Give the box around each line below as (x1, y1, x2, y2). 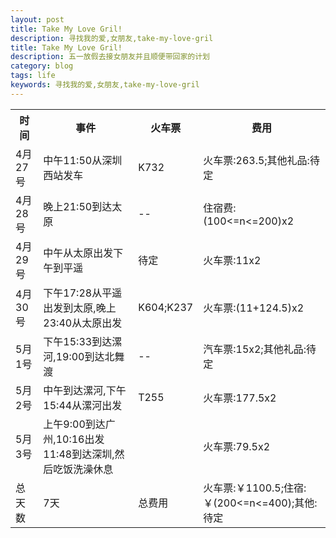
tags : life (10, 71, 56, 81)
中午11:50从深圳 (43, 153, 123, 167)
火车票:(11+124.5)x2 (203, 301, 305, 315)
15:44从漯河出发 (43, 398, 123, 412)
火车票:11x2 (203, 253, 262, 267)
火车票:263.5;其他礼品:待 (203, 153, 320, 167)
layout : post (10, 14, 65, 25)
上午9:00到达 (43, 417, 106, 431)
